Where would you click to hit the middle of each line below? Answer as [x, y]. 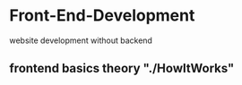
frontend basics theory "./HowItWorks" [122, 68]
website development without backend [81, 40]
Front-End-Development [102, 16]
